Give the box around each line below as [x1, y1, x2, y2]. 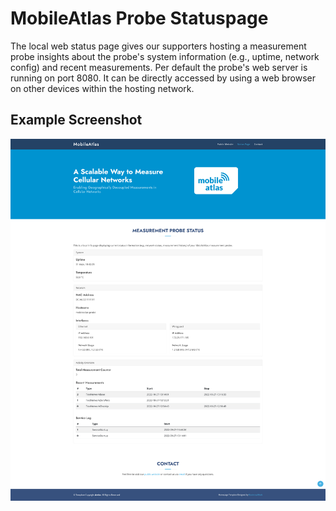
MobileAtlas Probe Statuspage [10, 7, 269, 30]
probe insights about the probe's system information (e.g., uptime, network [10, 50, 320, 62]
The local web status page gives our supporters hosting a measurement [10, 40, 307, 52]
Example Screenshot [10, 112, 143, 129]
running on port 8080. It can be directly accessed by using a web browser [10, 72, 316, 84]
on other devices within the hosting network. [10, 82, 195, 94]
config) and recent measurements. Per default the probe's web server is [10, 61, 308, 73]
